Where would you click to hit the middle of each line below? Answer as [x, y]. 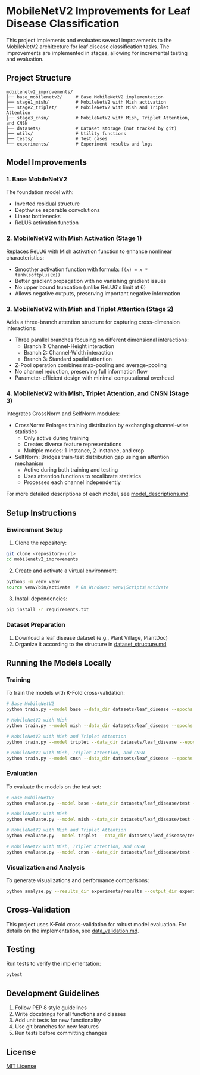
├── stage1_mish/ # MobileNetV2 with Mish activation [86, 102]
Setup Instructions [41, 512]
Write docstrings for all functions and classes [70, 1014]
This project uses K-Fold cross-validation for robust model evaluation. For [96, 924]
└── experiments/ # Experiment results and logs [79, 144]
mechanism [29, 463]
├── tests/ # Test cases [57, 138]
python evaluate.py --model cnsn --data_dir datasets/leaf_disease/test [98, 852]
